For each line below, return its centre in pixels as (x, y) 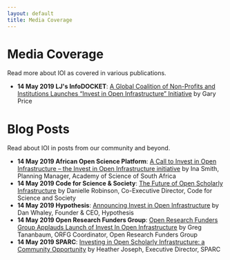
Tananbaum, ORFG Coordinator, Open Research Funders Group (107, 234)
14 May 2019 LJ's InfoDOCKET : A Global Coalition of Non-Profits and (116, 86)
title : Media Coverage (40, 20)
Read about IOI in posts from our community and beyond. (89, 148)
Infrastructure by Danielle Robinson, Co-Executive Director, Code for (115, 191)
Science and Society (46, 198)
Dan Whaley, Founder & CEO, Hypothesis (76, 213)
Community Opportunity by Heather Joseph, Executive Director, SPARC (119, 250)
